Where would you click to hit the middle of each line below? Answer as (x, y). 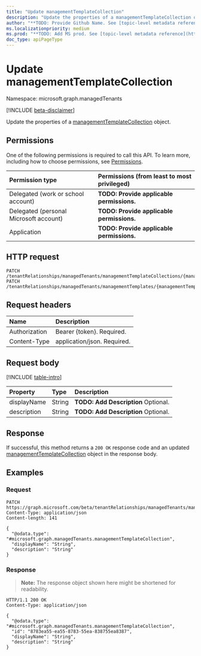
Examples (25, 473)
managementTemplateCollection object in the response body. (82, 454)
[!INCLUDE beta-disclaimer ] (40, 110)
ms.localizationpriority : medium (48, 28)
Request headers (39, 305)
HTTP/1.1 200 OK (26, 600)
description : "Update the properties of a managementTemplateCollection (99, 17)
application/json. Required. (93, 341)
